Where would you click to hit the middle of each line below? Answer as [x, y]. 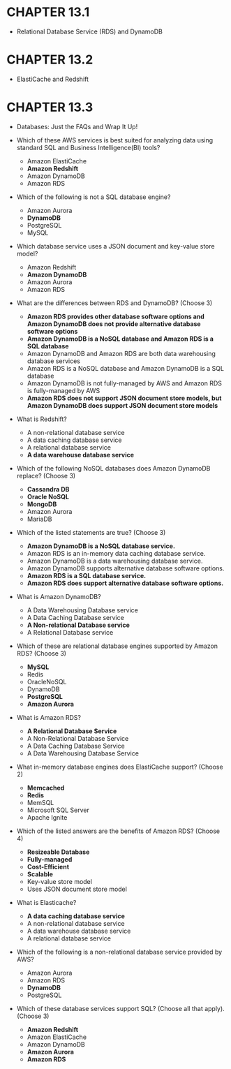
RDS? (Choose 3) [42, 653]
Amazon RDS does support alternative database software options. [125, 583]
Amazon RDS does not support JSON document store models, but [124, 398]
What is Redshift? [42, 419]
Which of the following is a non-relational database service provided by [119, 952]
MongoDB [42, 504]
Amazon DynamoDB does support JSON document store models [122, 405]
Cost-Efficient [48, 867]
